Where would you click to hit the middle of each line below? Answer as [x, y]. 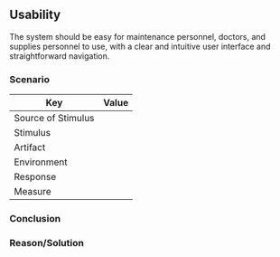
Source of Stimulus [54, 119]
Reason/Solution [47, 243]
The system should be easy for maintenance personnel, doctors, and [138, 36]
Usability [35, 15]
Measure [33, 192]
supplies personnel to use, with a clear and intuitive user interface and [140, 46]
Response [35, 177]
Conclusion [35, 219]
